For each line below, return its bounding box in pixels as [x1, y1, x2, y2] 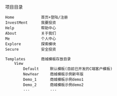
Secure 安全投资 [5, 47, 56, 52]
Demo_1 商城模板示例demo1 [23, 77, 84, 82]
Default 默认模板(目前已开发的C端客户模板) [23, 66, 113, 71]
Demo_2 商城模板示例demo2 [23, 82, 84, 87]
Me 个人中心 [5, 36, 56, 41]
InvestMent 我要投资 [5, 20, 56, 25]
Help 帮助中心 [5, 26, 56, 31]
